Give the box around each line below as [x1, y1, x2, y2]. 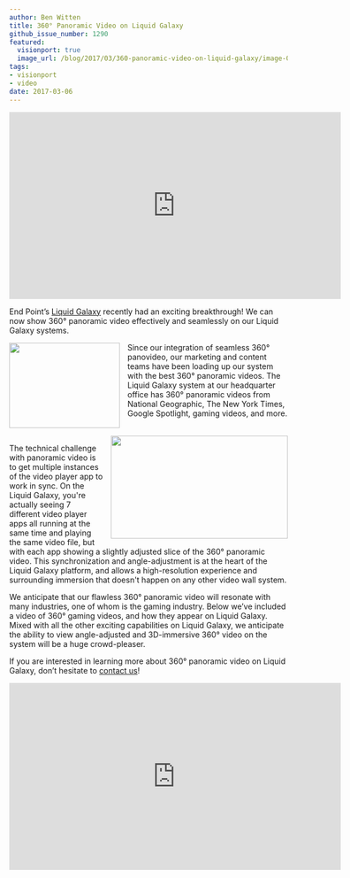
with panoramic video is [9, 452, 96, 463]
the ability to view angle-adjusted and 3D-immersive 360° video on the [9, 629, 268, 640]
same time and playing [9, 528, 92, 538]
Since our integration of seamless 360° [127, 342, 270, 352]
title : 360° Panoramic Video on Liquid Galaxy [9, 21, 184, 30]
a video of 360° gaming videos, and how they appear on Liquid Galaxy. [9, 610, 268, 620]
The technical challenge [9, 443, 97, 453]
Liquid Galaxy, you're [9, 489, 87, 500]
